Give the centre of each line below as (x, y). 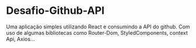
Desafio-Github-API (55, 11)
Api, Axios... (20, 39)
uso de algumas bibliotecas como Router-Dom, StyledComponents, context (97, 32)
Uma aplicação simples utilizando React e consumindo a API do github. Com (98, 27)
